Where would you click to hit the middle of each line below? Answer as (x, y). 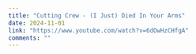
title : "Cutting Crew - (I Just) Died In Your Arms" (97, 15)
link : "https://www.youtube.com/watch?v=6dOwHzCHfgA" (99, 30)
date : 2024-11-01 (37, 23)
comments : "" (30, 38)
